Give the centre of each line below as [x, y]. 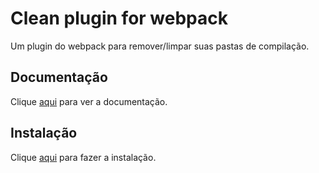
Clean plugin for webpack [119, 18]
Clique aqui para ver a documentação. [89, 101]
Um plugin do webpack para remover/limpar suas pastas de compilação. [160, 46]
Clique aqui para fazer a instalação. [83, 157]
